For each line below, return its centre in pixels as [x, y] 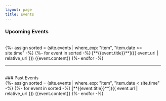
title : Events [20, 14]
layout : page [19, 10]
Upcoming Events [27, 32]
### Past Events [22, 78]
